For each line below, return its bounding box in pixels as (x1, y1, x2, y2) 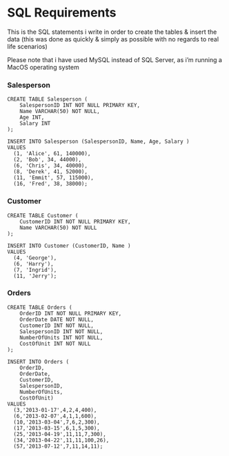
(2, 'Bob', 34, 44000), (13, 157, 81, 163)
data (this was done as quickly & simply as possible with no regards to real (7, 34, 219, 43)
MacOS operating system (7, 63, 79, 71)
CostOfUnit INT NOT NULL (19, 340, 91, 347)
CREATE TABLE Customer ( (7, 212, 79, 219)
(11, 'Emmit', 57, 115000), (13, 175, 94, 181)
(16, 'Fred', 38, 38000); (13, 181, 88, 188)
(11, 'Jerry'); (13, 272, 57, 279)
